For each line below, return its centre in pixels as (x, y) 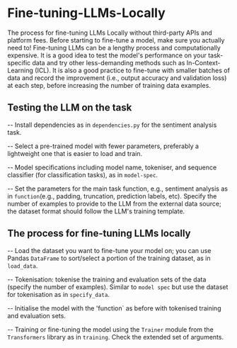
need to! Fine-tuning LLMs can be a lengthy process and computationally (114, 47)
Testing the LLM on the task (70, 108)
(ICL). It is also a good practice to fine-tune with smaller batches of (132, 70)
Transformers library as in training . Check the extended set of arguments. (116, 337)
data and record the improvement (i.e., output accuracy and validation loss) (117, 78)
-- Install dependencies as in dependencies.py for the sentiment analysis (112, 125)
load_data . (23, 265)
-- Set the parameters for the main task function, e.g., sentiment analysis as (118, 189)
